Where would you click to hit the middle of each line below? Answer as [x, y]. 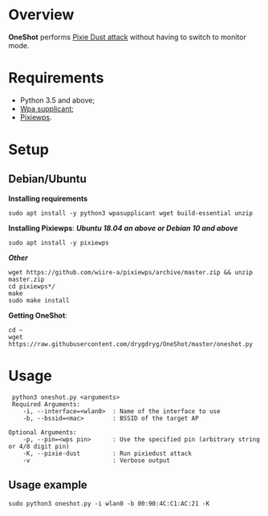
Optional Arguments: [43, 432]
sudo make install [39, 300]
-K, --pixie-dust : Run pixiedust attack [108, 453]
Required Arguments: [46, 404]
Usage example [48, 485]
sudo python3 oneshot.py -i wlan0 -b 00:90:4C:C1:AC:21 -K [109, 503]
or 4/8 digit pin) [39, 446]
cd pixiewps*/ [32, 286]
